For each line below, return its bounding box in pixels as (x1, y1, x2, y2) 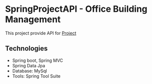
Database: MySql (12, 68, 47, 74)
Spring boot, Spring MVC (12, 57, 63, 63)
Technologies (5, 44, 48, 53)
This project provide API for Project (5, 30, 76, 36)
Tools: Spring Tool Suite (12, 73, 61, 79)
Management (5, 14, 61, 25)
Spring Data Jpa (12, 62, 45, 68)
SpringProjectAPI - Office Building (5, 3, 148, 15)
